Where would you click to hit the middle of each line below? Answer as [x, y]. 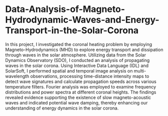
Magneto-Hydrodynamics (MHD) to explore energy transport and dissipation [84, 49]
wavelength [17, 76]
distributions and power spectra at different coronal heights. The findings [81, 92]
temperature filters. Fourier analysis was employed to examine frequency [81, 86]
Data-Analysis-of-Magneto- [65, 9]
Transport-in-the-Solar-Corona [72, 30]
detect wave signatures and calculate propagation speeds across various [81, 81]
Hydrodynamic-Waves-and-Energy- [82, 20]
